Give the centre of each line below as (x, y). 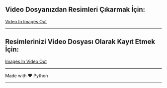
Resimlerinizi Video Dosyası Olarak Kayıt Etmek (80, 42)
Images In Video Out (26, 61)
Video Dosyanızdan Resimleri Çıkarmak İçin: (75, 10)
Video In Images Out (26, 21)
